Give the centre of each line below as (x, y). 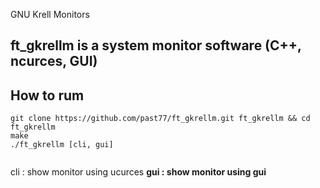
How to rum (47, 95)
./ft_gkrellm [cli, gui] (62, 145)
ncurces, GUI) (54, 61)
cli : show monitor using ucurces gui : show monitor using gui (138, 172)
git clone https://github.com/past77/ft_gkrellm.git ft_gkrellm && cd (160, 119)
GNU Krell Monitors (50, 14)
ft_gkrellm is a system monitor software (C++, (156, 45)
